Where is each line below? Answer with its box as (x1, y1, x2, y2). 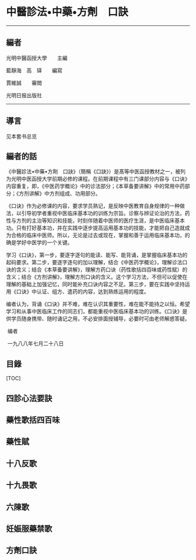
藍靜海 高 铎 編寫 (6, 67, 62, 74)
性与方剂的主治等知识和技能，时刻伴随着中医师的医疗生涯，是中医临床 (6, 217, 175, 224)
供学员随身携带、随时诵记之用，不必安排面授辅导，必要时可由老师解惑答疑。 (6, 315, 190, 322)
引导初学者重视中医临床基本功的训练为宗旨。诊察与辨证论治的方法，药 (21, 210, 190, 217)
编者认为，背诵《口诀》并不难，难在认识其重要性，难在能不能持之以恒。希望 (6, 301, 190, 308)
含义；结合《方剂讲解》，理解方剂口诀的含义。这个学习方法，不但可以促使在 (6, 274, 188, 281)
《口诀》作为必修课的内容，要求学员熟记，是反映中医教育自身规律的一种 (6, 203, 180, 210)
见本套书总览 (6, 132, 37, 139)
